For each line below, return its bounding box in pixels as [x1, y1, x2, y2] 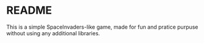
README [6, 4, 52, 17]
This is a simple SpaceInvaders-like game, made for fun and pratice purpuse [6, 23, 199, 30]
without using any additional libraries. [6, 29, 100, 36]
